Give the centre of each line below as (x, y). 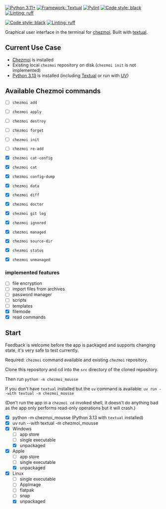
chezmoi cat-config (32, 158)
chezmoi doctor (28, 204)
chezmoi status (28, 251)
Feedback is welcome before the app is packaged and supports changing (80, 345)
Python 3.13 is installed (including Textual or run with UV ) (70, 75)
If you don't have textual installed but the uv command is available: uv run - (83, 388)
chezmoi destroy (29, 121)
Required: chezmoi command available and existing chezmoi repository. (77, 360)
